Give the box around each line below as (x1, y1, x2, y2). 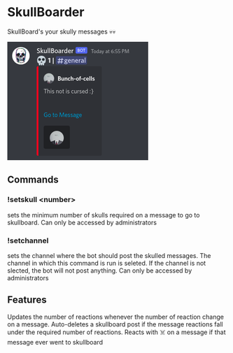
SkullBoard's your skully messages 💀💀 (7, 27, 116, 36)
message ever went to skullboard (7, 338, 104, 346)
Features (7, 294, 47, 306)
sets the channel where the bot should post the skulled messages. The (7, 251, 211, 259)
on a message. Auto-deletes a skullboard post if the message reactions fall (7, 319, 223, 329)
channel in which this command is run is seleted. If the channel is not (7, 259, 206, 267)
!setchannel (7, 236, 49, 245)
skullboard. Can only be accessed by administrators (7, 218, 157, 226)
